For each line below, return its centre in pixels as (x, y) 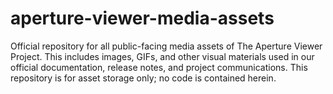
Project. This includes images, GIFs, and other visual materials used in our (162, 56)
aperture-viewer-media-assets (142, 18)
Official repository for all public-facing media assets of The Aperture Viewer (166, 46)
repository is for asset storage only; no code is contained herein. (143, 78)
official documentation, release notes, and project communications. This (159, 67)
